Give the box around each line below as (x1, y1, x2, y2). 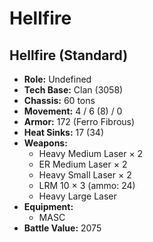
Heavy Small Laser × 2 (38, 169, 132, 181)
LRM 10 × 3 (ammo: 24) (38, 180, 136, 191)
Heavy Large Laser (38, 190, 117, 202)
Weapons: (23, 137, 68, 149)
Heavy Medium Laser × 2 (38, 148, 144, 159)
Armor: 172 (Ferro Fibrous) (23, 116, 136, 127)
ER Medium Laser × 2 (38, 158, 128, 170)
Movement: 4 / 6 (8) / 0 (23, 105, 123, 117)
